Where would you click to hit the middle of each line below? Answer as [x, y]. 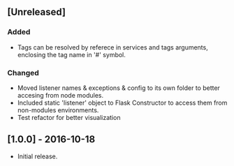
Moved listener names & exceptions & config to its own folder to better [118, 88]
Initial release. [37, 156]
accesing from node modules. [60, 95]
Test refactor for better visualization [69, 117]
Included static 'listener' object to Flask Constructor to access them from [122, 103]
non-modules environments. [58, 110]
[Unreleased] [37, 12]
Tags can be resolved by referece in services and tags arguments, [112, 47]
